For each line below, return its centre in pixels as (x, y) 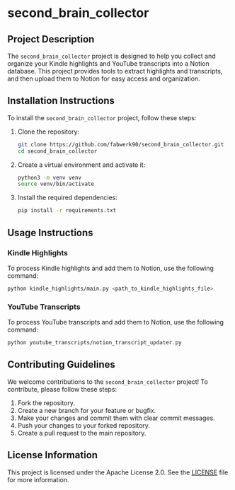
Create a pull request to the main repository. (82, 433)
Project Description (51, 39)
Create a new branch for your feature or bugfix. (87, 410)
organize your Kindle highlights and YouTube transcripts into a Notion (109, 64)
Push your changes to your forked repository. (84, 425)
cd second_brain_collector (57, 151)
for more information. (38, 479)
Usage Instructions (50, 232)
